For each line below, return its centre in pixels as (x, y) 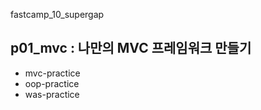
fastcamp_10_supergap (57, 14)
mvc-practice (52, 73)
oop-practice (52, 83)
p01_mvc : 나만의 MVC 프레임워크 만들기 (131, 48)
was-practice (52, 94)
